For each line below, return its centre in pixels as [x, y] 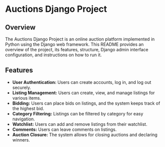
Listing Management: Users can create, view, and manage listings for [83, 93]
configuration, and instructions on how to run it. [54, 55]
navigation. [24, 119]
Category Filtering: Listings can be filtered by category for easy [78, 113]
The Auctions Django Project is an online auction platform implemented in [80, 39]
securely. [21, 87]
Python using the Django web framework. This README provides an [75, 44]
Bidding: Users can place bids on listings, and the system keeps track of [86, 103]
